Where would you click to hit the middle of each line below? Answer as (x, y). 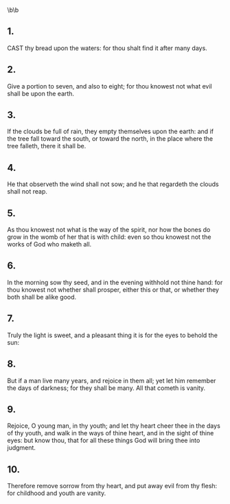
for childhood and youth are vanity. (57, 493)
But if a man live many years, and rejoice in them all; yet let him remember (112, 380)
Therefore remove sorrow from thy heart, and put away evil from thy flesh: (112, 486)
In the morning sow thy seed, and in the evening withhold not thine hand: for (115, 282)
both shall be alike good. (42, 297)
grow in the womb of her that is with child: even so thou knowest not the (109, 237)
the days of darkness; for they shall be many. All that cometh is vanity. (106, 388)
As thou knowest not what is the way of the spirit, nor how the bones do (109, 230)
